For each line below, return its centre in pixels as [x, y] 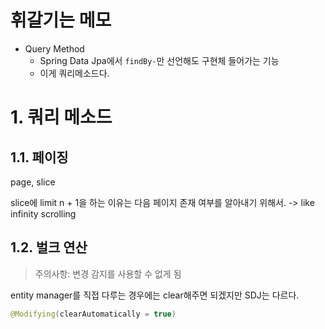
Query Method [54, 48]
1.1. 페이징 [39, 157]
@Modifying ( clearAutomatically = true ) [93, 314]
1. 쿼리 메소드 [61, 117]
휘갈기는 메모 [61, 20]
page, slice [33, 182]
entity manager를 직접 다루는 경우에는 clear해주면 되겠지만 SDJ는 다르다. [155, 295]
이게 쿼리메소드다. [74, 73]
